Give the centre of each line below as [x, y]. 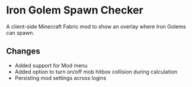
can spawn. [20, 32]
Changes [23, 51]
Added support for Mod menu [51, 65]
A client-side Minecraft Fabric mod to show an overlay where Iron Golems [96, 26]
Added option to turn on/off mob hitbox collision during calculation [96, 72]
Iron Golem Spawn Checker [75, 10]
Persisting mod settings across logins [60, 78]
